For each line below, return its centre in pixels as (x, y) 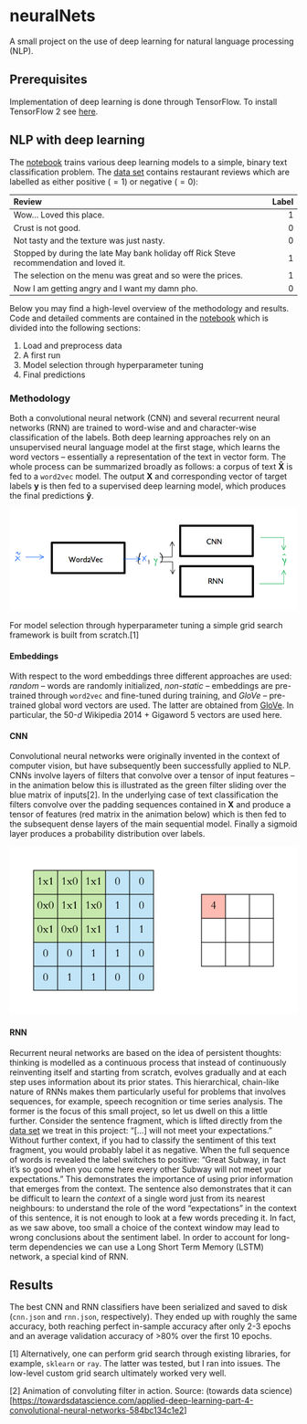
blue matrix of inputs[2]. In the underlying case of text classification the (144, 795)
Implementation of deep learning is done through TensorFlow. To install (143, 101)
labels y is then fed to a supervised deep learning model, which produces (148, 486)
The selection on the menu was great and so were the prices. (128, 276)
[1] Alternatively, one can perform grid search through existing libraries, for (150, 1354)
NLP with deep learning (77, 140)
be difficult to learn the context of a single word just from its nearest (138, 1198)
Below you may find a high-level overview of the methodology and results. (149, 309)
